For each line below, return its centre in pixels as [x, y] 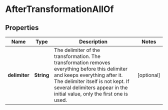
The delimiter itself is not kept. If [92, 81]
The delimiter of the [77, 50]
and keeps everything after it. [88, 75]
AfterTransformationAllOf [59, 9]
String [42, 75]
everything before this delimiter [91, 69]
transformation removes [82, 62]
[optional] [149, 75]
